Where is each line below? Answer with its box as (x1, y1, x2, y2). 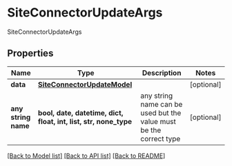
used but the (140, 108, 182, 118)
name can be (140, 99, 183, 109)
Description (142, 68, 182, 77)
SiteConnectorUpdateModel (37, 79, 133, 89)
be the (140, 125, 162, 135)
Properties (7, 48, 54, 59)
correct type (140, 134, 181, 143)
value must (140, 116, 176, 126)
